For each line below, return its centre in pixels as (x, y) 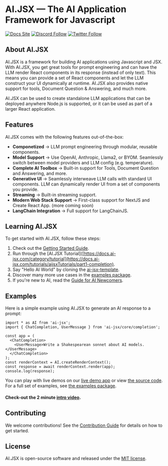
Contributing (26, 413)
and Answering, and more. (40, 173)
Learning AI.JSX (31, 226)
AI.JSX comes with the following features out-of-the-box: (64, 137)
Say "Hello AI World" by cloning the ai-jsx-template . (66, 269)
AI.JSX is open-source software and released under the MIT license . (76, 458)
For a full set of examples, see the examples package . (61, 386)
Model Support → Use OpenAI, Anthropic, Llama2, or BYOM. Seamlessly (88, 157)
